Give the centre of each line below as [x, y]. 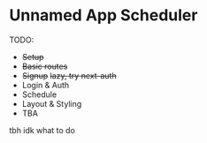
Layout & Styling [52, 103]
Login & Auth [46, 85]
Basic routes [45, 66]
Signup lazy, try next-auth [69, 75]
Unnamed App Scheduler [103, 15]
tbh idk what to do [42, 130]
